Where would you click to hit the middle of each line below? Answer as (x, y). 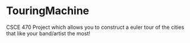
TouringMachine (48, 11)
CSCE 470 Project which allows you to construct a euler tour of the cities (95, 27)
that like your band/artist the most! (48, 33)
